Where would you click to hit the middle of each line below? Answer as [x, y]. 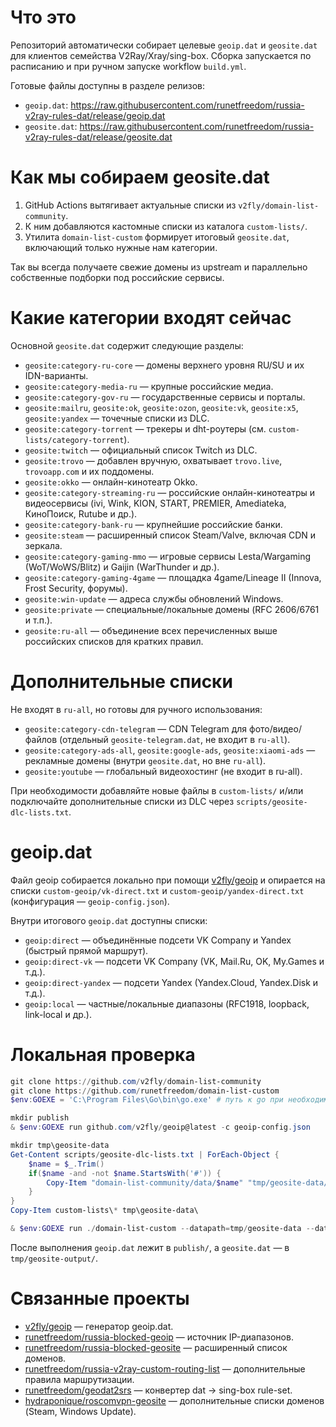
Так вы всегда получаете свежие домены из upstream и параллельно [159, 267]
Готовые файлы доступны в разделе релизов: [108, 85]
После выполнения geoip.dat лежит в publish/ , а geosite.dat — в [150, 1247]
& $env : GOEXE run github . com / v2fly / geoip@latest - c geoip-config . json [160, 1127]
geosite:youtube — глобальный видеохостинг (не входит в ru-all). [163, 771]
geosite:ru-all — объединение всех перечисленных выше [151, 630]
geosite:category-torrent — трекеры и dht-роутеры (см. [145, 428]
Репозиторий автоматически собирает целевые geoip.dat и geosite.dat [164, 45]
